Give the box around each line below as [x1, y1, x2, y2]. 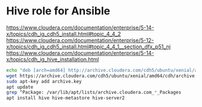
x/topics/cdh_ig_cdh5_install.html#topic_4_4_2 [6, 30, 121, 37]
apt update [6, 84, 34, 90]
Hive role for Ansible [6, 4, 111, 18]
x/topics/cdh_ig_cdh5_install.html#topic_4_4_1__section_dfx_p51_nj [6, 43, 171, 50]
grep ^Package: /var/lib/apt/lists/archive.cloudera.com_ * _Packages [6, 90, 182, 96]
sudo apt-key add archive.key [6, 78, 82, 84]
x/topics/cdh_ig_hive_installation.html [6, 56, 99, 63]
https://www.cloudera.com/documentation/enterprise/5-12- [6, 36, 155, 44]
